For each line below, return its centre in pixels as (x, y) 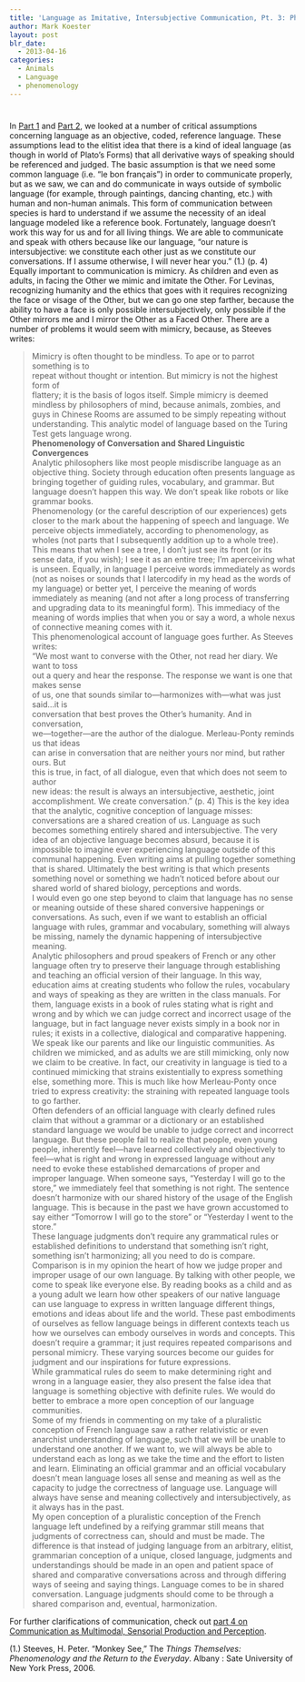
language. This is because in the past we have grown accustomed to (160, 1207)
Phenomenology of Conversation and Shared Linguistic (138, 443)
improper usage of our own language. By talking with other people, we (163, 1274)
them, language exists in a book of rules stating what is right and (152, 1004)
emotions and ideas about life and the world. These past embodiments (163, 1313)
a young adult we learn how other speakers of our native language (156, 1294)
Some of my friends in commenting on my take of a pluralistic (147, 1420)
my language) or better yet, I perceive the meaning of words (144, 588)
